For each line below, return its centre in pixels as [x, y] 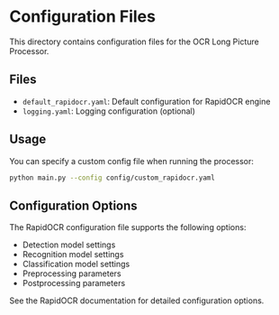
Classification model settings [76, 264]
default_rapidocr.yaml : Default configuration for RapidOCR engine [146, 101]
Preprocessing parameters [72, 273]
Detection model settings [69, 245]
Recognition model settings [73, 255]
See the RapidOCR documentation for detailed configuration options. [137, 301]
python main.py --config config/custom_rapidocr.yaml [112, 178]
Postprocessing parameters [74, 283]
